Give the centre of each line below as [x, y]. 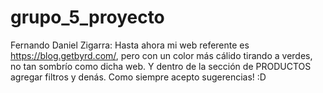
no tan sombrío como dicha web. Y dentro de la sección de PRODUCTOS [161, 66]
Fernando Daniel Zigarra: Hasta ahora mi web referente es [130, 45]
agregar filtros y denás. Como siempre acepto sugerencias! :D [138, 77]
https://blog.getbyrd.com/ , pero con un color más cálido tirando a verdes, [161, 55]
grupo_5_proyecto [87, 17]
